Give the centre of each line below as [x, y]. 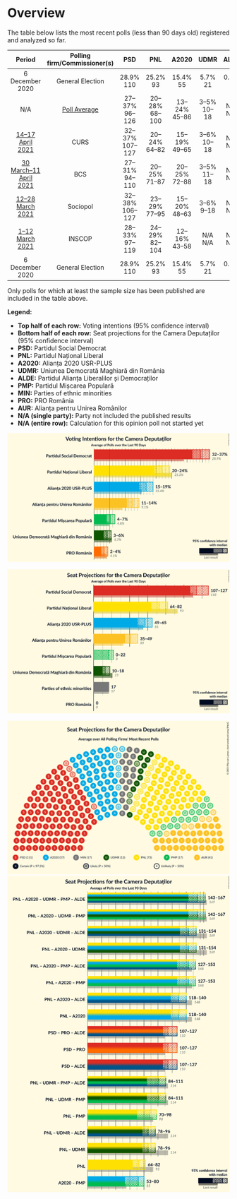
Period [26, 59]
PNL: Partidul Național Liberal [60, 355]
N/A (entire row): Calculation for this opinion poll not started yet [110, 423]
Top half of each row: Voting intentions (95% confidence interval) [113, 326]
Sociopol [80, 207]
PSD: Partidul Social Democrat [62, 348]
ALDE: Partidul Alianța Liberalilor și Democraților [88, 378]
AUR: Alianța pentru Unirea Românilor [72, 408]
